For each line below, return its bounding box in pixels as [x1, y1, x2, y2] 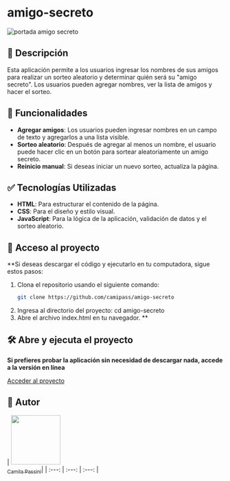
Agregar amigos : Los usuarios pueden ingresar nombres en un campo [16, 126, 218, 134]
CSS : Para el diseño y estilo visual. [16, 207, 115, 215]
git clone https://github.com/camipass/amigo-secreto [16, 294, 174, 301]
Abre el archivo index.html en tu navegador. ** [16, 314, 149, 322]
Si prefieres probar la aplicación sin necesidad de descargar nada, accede [7, 355, 223, 364]
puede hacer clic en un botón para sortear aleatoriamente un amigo [16, 148, 209, 156]
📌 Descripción [7, 47, 69, 59]
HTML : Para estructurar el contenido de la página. [16, 200, 159, 209]
